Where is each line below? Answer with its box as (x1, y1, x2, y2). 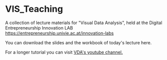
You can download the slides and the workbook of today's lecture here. (5, 39, 152, 45)
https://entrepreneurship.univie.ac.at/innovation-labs (5, 30, 114, 36)
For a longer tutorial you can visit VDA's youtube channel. (5, 49, 123, 55)
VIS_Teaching (5, 3, 63, 15)
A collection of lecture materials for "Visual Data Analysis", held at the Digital (5, 20, 163, 26)
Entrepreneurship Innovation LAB (5, 25, 73, 30)
